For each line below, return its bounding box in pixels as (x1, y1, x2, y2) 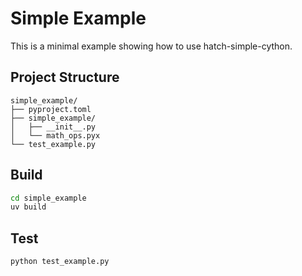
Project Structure (10, 69, 120, 86)
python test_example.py (10, 257, 110, 267)
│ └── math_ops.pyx (10, 130, 101, 141)
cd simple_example (10, 193, 87, 203)
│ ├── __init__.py (10, 122, 97, 132)
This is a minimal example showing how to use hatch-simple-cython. (10, 40, 293, 52)
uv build (10, 202, 47, 212)
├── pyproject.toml (10, 104, 92, 114)
